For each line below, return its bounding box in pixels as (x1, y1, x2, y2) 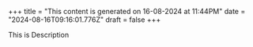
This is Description (8, 31, 70, 39)
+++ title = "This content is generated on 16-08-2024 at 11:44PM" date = (8, 7, 246, 16)
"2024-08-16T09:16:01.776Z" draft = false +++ (8, 15, 161, 24)
